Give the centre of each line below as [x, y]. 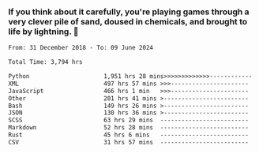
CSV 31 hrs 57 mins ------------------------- [128, 142]
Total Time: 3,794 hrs [45, 62]
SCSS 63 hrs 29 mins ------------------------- [128, 121]
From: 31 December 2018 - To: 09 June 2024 [81, 48]
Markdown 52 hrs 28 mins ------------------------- [128, 128]
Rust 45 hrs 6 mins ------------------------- [128, 135]
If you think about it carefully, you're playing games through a [129, 12]
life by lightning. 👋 [43, 32]
